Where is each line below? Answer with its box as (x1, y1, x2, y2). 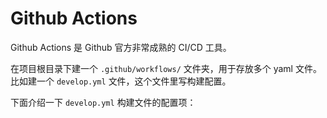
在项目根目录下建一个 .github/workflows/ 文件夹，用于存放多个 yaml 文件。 (10, 62, 322, 74)
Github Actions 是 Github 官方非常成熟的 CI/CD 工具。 (10, 41, 232, 53)
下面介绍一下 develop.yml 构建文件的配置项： (10, 96, 197, 108)
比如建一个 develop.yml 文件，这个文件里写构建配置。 (10, 75, 232, 87)
